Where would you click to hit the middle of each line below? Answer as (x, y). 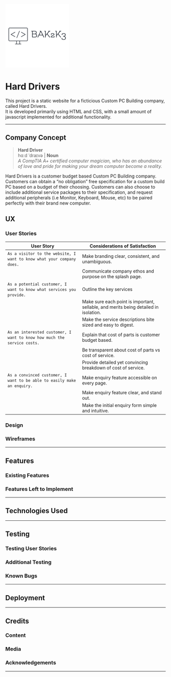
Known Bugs (21, 576)
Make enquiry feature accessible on (120, 377)
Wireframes (20, 439)
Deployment (25, 598)
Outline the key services (107, 289)
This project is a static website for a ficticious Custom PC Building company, (85, 101)
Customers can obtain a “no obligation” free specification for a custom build (85, 181)
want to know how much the (36, 338)
